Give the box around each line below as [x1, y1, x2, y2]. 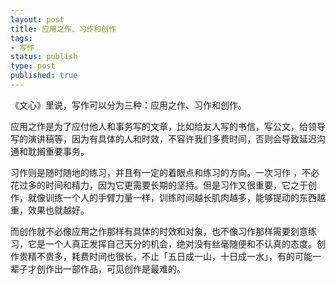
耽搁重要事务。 [27, 145, 90, 157]
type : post [10, 61, 56, 71]
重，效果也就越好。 [10, 204, 90, 216]
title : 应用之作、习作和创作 [10, 24, 117, 34]
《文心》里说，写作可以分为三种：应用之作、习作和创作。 [10, 99, 247, 111]
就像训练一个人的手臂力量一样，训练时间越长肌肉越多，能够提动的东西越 [27, 191, 326, 203]
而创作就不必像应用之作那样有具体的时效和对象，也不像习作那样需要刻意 [10, 225, 308, 237]
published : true [10, 71, 78, 81]
